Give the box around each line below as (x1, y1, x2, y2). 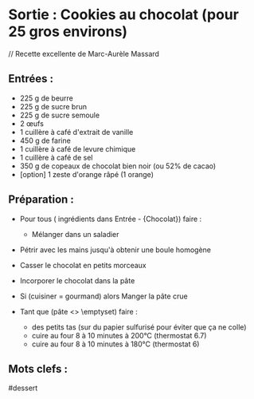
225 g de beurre (19, 93, 74, 103)
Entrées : (8, 72, 54, 85)
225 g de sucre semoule (19, 110, 100, 120)
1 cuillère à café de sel (19, 152, 93, 162)
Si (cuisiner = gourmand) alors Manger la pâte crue (19, 291, 189, 301)
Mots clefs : (8, 361, 68, 376)
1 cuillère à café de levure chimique (19, 144, 136, 153)
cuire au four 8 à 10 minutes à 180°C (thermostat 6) (31, 339, 200, 349)
